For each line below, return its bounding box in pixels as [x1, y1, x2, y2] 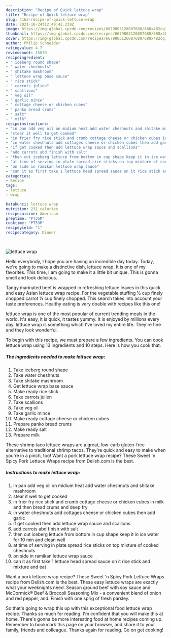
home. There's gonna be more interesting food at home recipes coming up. [6, 616, 163, 622]
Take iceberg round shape [13, 367, 68, 373]
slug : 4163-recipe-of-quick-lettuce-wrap [6, 17, 95, 22]
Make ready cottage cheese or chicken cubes [13, 415, 110, 421]
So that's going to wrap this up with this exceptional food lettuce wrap [6, 605, 152, 611]
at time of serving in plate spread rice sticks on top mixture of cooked [13, 542, 159, 548]
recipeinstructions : [6, 121, 50, 126]
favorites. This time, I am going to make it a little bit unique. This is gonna [6, 269, 158, 275]
